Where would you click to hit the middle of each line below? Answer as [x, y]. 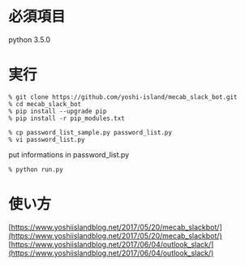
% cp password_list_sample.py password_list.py [90, 132]
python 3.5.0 [30, 39]
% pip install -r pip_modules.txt [67, 118]
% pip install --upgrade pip [58, 111]
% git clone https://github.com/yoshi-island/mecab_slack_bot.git [123, 97]
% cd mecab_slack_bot [45, 104]
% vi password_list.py [47, 139]
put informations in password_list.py [69, 154]
